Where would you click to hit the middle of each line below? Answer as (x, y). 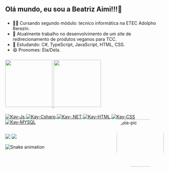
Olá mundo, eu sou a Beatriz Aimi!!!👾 (64, 9)
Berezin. (21, 29)
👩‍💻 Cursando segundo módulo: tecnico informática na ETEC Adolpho (84, 23)
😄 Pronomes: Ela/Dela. (36, 50)
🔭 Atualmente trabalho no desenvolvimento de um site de (72, 34)
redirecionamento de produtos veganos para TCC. (65, 39)
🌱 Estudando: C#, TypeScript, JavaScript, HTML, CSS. (69, 45)
